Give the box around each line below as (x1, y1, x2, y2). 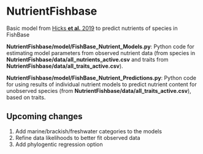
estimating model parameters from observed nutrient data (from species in (6, 49, 195, 56)
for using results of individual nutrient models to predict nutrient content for (6, 81, 197, 88)
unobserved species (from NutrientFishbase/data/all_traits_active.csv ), (6, 87, 191, 94)
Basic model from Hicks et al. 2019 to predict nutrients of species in (6, 24, 178, 32)
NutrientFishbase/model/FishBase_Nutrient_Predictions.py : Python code (6, 74, 196, 81)
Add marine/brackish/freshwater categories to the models (15, 127, 163, 135)
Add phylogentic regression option (15, 141, 103, 148)
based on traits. (6, 94, 46, 101)
